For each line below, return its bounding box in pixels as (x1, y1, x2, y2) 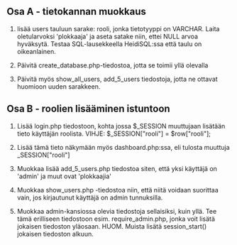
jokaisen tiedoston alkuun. (16, 229, 94, 238)
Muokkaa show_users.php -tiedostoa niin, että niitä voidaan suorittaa (16, 185, 219, 194)
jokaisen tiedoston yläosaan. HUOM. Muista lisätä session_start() (16, 222, 207, 230)
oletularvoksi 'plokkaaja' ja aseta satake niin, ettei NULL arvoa (16, 32, 199, 40)
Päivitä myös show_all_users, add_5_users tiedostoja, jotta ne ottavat (16, 75, 218, 83)
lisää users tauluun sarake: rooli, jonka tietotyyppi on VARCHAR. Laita (16, 24, 220, 33)
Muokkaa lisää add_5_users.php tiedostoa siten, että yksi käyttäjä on (16, 164, 218, 173)
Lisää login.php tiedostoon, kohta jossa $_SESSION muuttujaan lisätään (16, 121, 226, 130)
